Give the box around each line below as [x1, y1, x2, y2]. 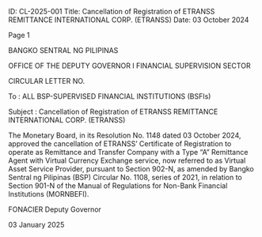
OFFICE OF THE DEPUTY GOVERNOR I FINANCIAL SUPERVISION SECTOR [8, 61, 251, 70]
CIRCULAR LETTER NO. [8, 77, 85, 85]
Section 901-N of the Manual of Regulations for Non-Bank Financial [8, 181, 228, 190]
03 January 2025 [8, 220, 65, 229]
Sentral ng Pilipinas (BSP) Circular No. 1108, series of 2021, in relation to [8, 173, 243, 182]
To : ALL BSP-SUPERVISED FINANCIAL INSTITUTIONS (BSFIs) [8, 92, 211, 101]
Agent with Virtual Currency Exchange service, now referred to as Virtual [8, 156, 246, 165]
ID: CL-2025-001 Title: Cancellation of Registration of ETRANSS [8, 7, 215, 16]
